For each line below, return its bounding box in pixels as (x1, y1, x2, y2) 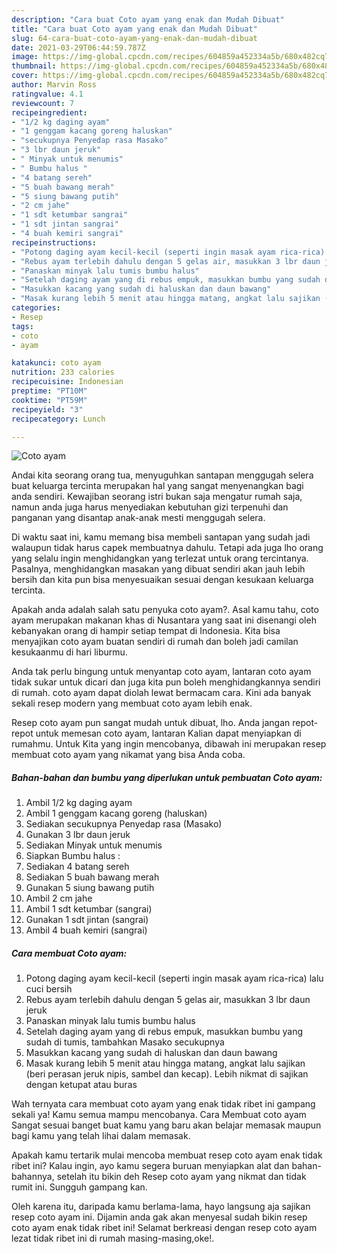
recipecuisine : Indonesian (11, 377, 124, 387)
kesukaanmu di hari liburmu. (11, 646, 128, 658)
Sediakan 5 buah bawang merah (25, 871, 160, 883)
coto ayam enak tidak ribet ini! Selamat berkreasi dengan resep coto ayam (11, 1222, 318, 1234)
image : (11, 52, 39, 62)
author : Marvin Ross (11, 80, 98, 90)
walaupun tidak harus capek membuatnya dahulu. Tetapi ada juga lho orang (11, 542, 324, 554)
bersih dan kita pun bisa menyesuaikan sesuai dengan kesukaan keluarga (11, 574, 314, 586)
